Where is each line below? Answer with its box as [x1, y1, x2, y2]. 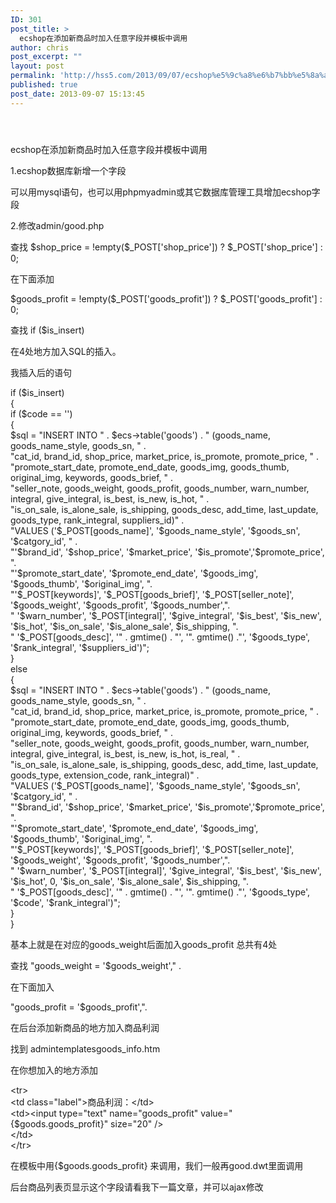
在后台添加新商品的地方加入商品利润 [10, 1021, 160, 1033]
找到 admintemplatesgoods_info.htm [10, 1042, 161, 1055]
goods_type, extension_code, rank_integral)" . [10, 769, 200, 781]
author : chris [10, 42, 70, 53]
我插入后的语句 [10, 366, 72, 378]
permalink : [10, 71, 56, 81]
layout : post [10, 61, 65, 71]
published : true [10, 80, 78, 90]
